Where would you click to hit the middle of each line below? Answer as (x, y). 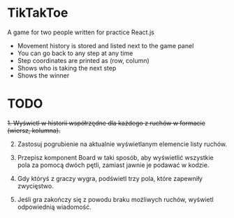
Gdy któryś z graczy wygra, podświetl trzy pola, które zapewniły (110, 178)
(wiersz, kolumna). (34, 130)
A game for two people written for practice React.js (81, 32)
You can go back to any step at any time (75, 53)
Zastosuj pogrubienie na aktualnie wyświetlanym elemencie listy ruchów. (122, 144)
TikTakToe (38, 13)
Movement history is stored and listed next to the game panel (105, 45)
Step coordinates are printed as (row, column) (83, 60)
